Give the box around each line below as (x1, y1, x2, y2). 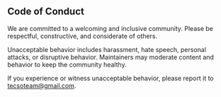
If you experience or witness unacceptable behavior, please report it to (7, 74, 214, 82)
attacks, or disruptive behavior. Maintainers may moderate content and (7, 53, 215, 61)
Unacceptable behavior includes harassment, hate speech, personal (7, 45, 207, 53)
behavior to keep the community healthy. (7, 60, 127, 69)
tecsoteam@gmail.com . (7, 81, 76, 90)
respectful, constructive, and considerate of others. (7, 32, 158, 40)
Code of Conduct (7, 6, 85, 18)
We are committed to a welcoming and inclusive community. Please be (7, 24, 214, 32)
